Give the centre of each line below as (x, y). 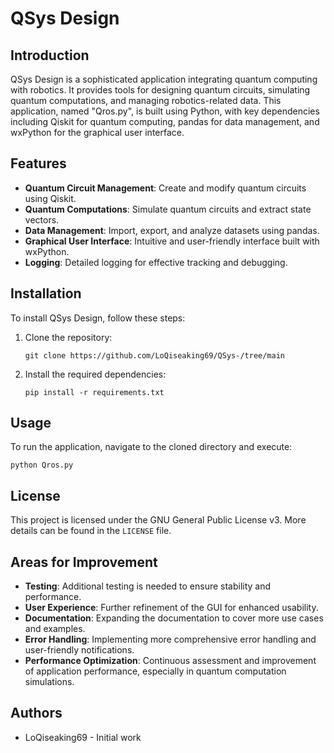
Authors (36, 713)
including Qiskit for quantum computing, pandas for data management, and (165, 121)
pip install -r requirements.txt (94, 392)
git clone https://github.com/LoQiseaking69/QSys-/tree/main (155, 355)
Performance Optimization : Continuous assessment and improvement (170, 661)
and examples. (55, 629)
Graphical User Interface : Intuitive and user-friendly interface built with (172, 241)
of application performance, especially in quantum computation (155, 671)
